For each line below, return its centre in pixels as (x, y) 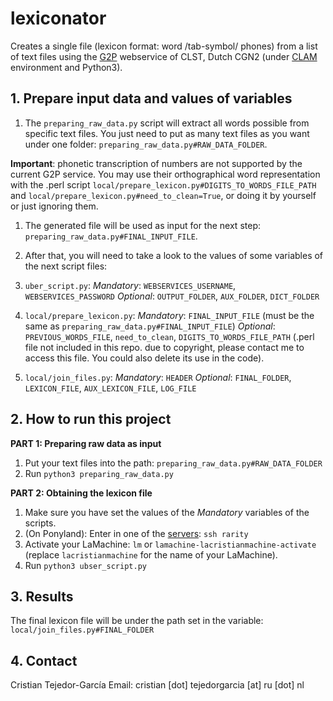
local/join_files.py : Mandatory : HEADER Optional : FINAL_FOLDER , (158, 377)
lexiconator (58, 18)
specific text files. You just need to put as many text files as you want (167, 133)
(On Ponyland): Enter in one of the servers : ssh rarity (136, 533)
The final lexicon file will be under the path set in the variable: (137, 621)
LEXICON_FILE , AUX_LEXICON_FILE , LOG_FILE (110, 388)
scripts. (40, 523)
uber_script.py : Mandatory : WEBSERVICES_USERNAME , (130, 285)
